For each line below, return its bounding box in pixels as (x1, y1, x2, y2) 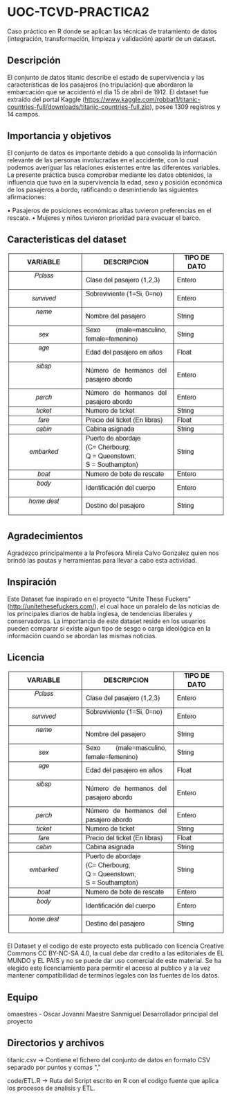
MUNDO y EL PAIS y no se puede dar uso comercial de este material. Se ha (7, 957, 222, 965)
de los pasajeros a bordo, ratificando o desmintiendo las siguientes (7, 185, 198, 194)
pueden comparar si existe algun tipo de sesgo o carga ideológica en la (7, 624, 211, 632)
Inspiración (7, 577, 57, 588)
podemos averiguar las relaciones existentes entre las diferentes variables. (7, 163, 221, 171)
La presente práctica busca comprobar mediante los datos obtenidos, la (7, 171, 212, 179)
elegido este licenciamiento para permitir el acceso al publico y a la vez (7, 964, 211, 972)
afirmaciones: (7, 192, 46, 201)
